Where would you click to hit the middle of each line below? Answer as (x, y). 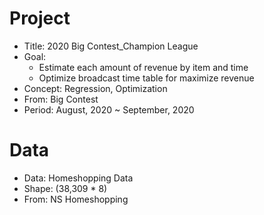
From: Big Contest (61, 99)
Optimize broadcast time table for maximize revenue (146, 78)
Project (40, 18)
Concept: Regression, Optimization (95, 88)
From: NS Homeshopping (76, 199)
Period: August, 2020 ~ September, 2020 (109, 109)
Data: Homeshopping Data (78, 178)
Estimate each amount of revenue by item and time (143, 67)
